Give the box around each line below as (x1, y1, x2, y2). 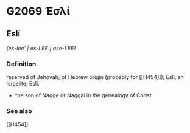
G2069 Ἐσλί (6, 4, 70, 18)
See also (6, 107, 32, 115)
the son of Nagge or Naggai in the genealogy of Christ (15, 92, 152, 99)
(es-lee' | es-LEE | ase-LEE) (6, 44, 76, 52)
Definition (6, 60, 37, 68)
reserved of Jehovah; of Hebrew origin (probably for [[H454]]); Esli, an (6, 73, 185, 81)
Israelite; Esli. (6, 80, 40, 87)
